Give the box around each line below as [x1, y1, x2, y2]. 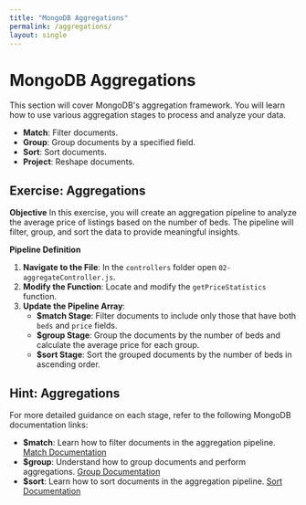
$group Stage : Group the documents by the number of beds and [36, 330, 281, 341]
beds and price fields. [36, 321, 118, 331]
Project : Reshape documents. [22, 156, 135, 167]
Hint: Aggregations [9, 385, 121, 401]
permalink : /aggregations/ [9, 22, 112, 31]
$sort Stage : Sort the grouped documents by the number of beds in [36, 349, 292, 361]
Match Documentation [22, 447, 107, 458]
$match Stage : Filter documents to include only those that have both [36, 310, 297, 321]
